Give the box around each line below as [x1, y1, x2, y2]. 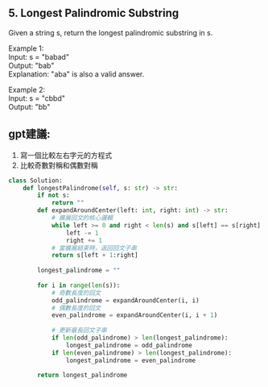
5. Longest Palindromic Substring [8, 6, 179, 20]
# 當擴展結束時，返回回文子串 [51, 243, 137, 252]
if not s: [37, 191, 70, 200]
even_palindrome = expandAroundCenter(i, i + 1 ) [51, 311, 218, 319]
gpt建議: [8, 127, 51, 141]
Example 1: [8, 44, 44, 53]
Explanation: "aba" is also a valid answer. [8, 69, 145, 79]
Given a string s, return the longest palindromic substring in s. [8, 27, 213, 37]
